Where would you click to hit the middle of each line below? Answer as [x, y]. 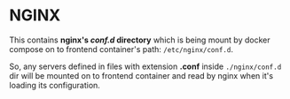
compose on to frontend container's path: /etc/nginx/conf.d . [121, 49]
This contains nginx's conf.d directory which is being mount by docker [140, 40]
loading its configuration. [55, 85]
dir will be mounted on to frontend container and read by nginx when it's [141, 75]
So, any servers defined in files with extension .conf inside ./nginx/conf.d [145, 66]
